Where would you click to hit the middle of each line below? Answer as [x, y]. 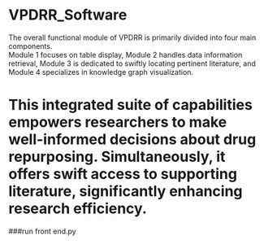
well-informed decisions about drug [132, 139]
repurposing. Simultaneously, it [117, 157]
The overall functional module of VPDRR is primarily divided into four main [132, 37]
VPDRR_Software [68, 15]
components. [30, 46]
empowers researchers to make [118, 122]
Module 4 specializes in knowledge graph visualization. [101, 72]
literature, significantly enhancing [126, 192]
